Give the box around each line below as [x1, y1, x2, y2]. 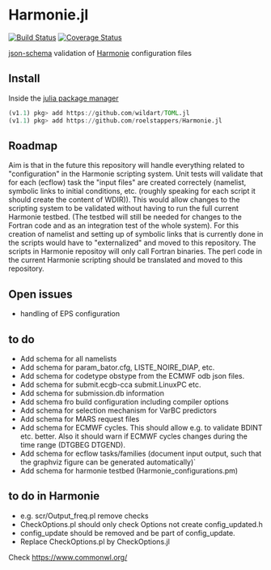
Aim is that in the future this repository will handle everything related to [8, 161, 245, 170]
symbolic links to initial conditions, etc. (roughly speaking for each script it [8, 186, 256, 196]
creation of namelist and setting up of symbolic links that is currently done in [8, 229, 264, 239]
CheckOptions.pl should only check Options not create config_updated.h [19, 519, 263, 529]
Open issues [8, 287, 73, 301]
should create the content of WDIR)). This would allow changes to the [8, 195, 240, 204]
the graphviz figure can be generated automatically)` [19, 456, 197, 467]
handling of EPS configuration [19, 309, 121, 319]
